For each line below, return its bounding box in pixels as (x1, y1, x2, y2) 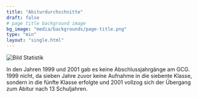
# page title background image (6, 20, 86, 26)
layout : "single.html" (6, 37, 64, 43)
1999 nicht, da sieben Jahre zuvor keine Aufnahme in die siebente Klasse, (6, 72, 193, 79)
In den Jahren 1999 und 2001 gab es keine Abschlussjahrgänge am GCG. (6, 66, 191, 73)
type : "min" (6, 32, 37, 38)
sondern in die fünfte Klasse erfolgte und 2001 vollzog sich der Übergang (6, 79, 191, 86)
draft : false (6, 15, 40, 21)
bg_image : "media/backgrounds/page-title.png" (6, 26, 127, 32)
